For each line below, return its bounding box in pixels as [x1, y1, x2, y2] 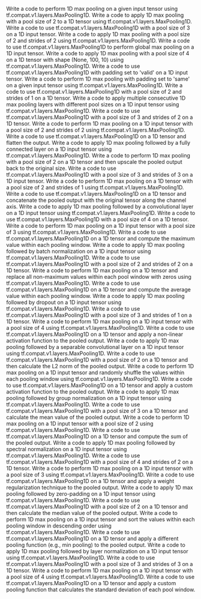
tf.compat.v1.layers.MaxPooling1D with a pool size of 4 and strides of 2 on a [6, 458, 193, 465]
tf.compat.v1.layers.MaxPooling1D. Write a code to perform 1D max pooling [6, 152, 191, 159]
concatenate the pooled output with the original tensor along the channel [6, 196, 187, 204]
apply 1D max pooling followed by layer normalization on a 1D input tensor [6, 548, 189, 555]
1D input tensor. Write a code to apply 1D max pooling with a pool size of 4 [6, 50, 190, 56]
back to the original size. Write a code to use [6, 165, 117, 172]
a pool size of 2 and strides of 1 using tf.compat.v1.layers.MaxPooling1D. [6, 184, 184, 191]
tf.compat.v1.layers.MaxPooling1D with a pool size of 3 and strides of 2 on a [6, 114, 193, 121]
